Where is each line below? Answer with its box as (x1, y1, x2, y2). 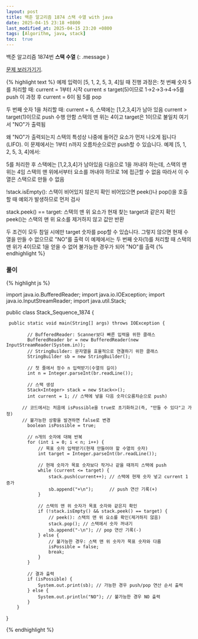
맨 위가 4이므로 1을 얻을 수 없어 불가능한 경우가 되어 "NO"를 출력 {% (6, 243, 164, 250)
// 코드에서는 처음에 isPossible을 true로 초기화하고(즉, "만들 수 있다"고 (21, 405, 186, 411)
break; (48, 549, 65, 555)
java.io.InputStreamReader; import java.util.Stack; (6, 297, 126, 304)
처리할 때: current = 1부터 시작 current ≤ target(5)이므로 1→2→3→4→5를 (12, 86, 184, 93)
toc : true (6, 36, 33, 42)
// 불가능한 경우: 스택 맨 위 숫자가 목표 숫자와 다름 (48, 539, 161, 545)
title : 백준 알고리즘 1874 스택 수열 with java (6, 14, 113, 20)
